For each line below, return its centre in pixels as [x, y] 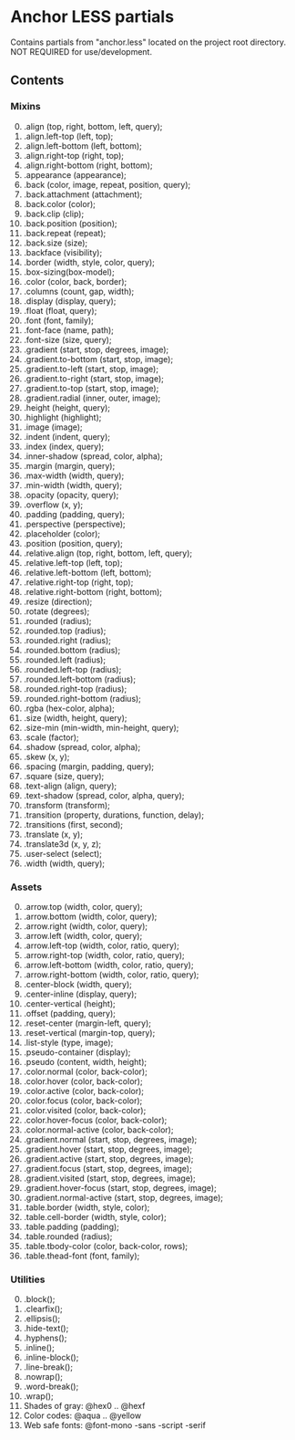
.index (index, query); [63, 446]
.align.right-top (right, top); [74, 155]
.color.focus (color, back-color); [83, 1101]
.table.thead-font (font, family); [81, 1256]
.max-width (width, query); [74, 475]
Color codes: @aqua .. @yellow [82, 1415]
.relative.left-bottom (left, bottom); [87, 572]
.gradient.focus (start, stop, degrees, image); [107, 1168]
